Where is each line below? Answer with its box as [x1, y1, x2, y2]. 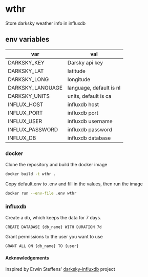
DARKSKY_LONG [8, 76, 49, 83]
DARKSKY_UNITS [8, 92, 50, 99]
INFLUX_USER [8, 117, 43, 125]
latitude [67, 67, 86, 75]
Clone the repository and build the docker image [5, 162, 108, 168]
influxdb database [67, 134, 111, 142]
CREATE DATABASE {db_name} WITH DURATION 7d [5, 224, 102, 230]
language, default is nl [67, 84, 121, 91]
